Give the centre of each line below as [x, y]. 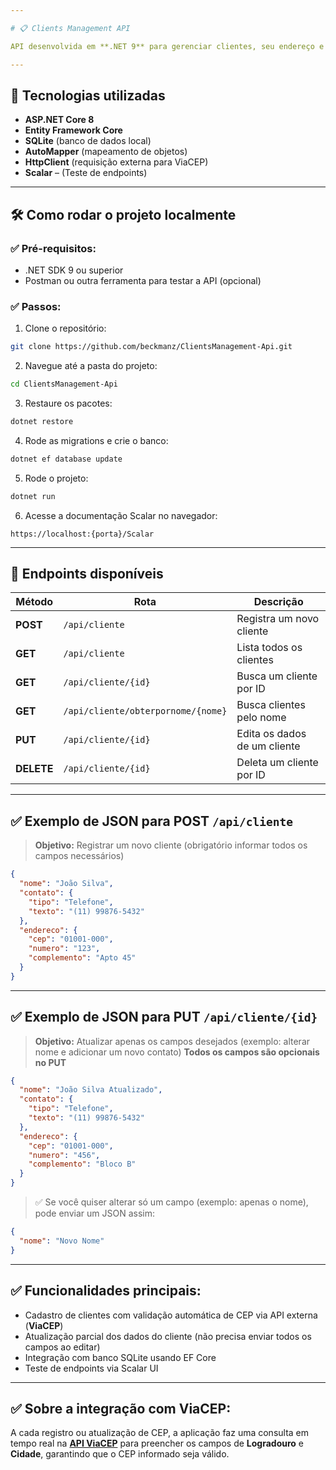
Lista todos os [269, 648]
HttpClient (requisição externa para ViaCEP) [116, 162]
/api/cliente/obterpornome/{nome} [145, 711]
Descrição [278, 602]
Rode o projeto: [56, 478]
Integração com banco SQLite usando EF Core [120, 1357]
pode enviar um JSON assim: [94, 1213]
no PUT [50, 1062]
